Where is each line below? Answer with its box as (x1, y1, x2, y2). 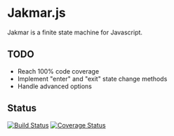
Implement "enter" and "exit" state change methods (17, 74, 168, 83)
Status (7, 102, 37, 114)
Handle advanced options (17, 82, 93, 90)
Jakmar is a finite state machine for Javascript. (7, 28, 142, 36)
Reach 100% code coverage (17, 67, 100, 75)
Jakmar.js (7, 5, 66, 21)
